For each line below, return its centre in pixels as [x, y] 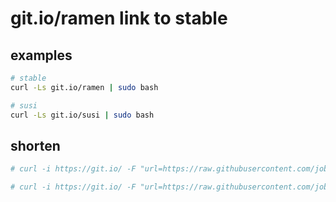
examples [41, 55]
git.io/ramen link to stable [119, 18]
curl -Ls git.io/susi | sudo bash [82, 115]
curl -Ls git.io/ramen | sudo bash [84, 87]
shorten [35, 145]
